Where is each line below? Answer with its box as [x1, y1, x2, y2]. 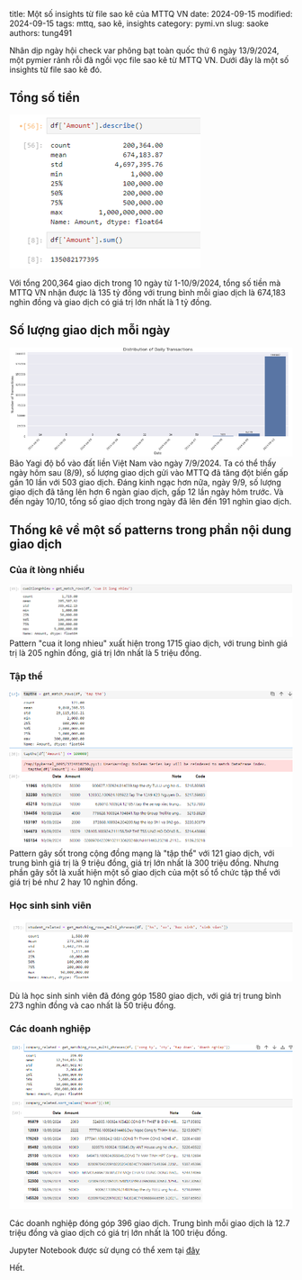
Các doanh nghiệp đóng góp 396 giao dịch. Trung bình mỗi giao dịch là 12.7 [9, 1217, 290, 1229]
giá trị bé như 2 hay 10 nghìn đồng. [9, 876, 138, 887]
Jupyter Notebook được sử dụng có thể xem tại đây [9, 1244, 200, 1256]
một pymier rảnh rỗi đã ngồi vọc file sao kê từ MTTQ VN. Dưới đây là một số [9, 55, 289, 65]
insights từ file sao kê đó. [9, 64, 102, 75]
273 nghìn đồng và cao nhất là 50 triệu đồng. [9, 1000, 177, 1011]
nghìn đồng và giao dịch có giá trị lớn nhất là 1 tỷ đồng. [9, 296, 213, 307]
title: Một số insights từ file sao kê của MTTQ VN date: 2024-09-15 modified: [9, 9, 293, 19]
